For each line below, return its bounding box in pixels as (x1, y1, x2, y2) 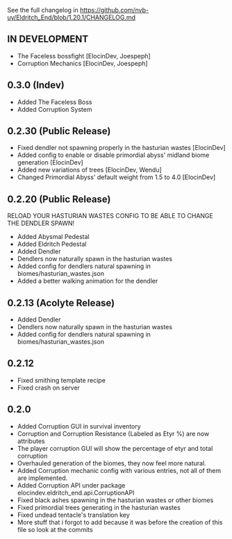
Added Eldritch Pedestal (17, 240, 87, 249)
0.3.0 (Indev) (7, 79, 65, 91)
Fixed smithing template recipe (17, 376, 106, 384)
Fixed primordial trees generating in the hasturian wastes (17, 503, 181, 511)
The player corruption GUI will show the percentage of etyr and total (17, 444, 213, 452)
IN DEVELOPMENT (7, 33, 89, 45)
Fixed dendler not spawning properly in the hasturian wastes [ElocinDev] (17, 144, 226, 152)
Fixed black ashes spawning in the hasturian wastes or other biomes (17, 496, 214, 504)
